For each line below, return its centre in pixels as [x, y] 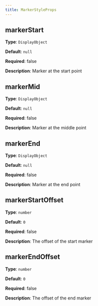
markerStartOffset [34, 200]
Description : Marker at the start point [44, 71]
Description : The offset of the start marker [49, 241]
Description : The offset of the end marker [48, 298]
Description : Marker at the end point [43, 185]
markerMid [23, 87]
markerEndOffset [33, 257]
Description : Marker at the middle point [46, 128]
